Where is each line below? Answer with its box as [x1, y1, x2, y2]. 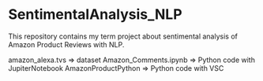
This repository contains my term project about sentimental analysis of [8, 31, 239, 41]
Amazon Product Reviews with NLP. [8, 39, 125, 49]
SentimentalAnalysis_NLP [8, 6, 183, 24]
